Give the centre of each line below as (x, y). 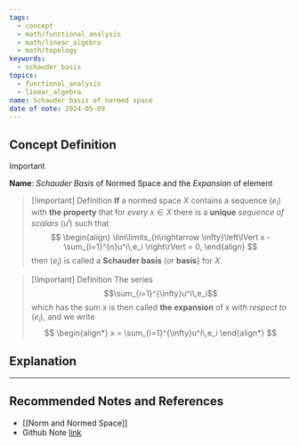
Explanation (43, 361)
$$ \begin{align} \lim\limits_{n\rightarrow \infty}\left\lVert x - (161, 237)
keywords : (28, 59)
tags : (19, 17)
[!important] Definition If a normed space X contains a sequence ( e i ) (156, 201)
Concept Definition (63, 145)
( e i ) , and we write (63, 318)
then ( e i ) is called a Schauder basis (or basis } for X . (126, 261)
